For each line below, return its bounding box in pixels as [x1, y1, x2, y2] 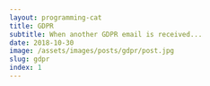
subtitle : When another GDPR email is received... [9, 30, 203, 39]
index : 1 [9, 64, 42, 73]
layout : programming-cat [9, 13, 102, 22]
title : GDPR [9, 21, 54, 30]
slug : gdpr [9, 55, 50, 64]
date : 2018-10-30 [9, 38, 74, 47]
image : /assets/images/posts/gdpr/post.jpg [9, 47, 175, 56]
